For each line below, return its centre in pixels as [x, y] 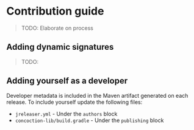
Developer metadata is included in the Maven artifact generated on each [97, 95]
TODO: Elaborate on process [57, 28]
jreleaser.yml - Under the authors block [66, 114]
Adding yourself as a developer [67, 81]
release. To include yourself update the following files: [74, 102]
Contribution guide [55, 11]
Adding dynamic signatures [60, 47]
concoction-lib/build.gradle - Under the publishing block [89, 120]
